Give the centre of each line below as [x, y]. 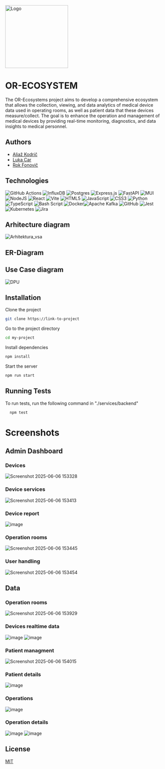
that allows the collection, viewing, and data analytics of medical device [79, 105]
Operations [19, 699]
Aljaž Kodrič [25, 154]
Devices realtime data [32, 627]
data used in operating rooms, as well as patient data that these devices [79, 110]
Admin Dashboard [34, 451]
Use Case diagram [34, 270]
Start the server [21, 366]
